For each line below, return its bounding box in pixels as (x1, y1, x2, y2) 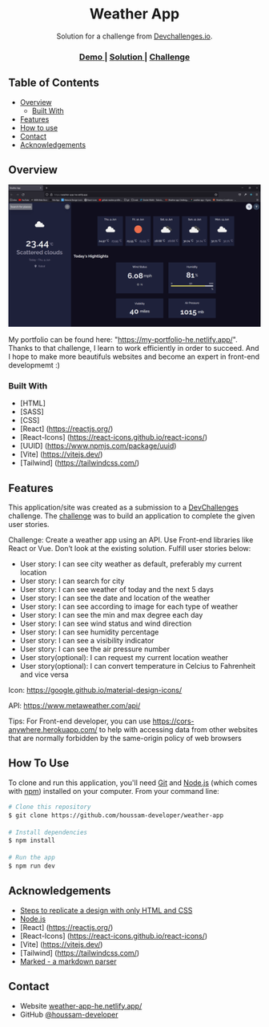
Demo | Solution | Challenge (78, 51, 191, 62)
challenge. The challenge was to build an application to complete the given (8, 511, 255, 521)
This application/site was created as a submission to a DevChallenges (8, 502, 239, 513)
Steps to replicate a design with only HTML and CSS (19, 905, 193, 915)
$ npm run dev (8, 862, 56, 870)
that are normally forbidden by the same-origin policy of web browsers (8, 734, 242, 743)
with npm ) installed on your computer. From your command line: (8, 786, 220, 795)
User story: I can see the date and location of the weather (19, 594, 211, 603)
